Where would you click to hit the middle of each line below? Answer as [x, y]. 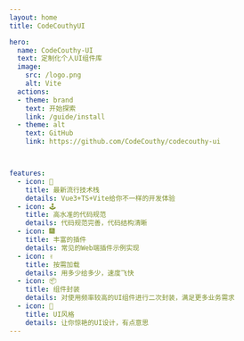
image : [29, 67]
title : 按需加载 [53, 264]
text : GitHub [49, 133]
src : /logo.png [53, 75]
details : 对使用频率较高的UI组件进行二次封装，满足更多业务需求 [130, 298]
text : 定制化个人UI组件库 [60, 59]
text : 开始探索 [51, 108]
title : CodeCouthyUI [48, 26]
